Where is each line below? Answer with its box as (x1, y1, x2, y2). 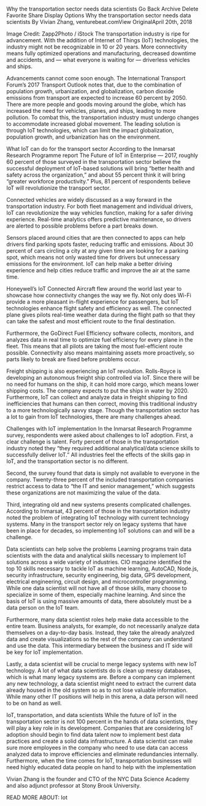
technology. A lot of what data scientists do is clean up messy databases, (6, 667, 192, 674)
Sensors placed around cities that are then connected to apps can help (6, 234, 186, 241)
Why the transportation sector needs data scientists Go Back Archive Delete (6, 6, 199, 12)
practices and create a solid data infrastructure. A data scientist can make (6, 737, 193, 745)
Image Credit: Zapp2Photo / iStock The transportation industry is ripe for (6, 30, 190, 37)
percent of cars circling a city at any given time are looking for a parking (6, 247, 189, 254)
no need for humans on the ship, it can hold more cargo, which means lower (6, 380, 199, 388)
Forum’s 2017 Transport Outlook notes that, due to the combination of (6, 81, 182, 88)
